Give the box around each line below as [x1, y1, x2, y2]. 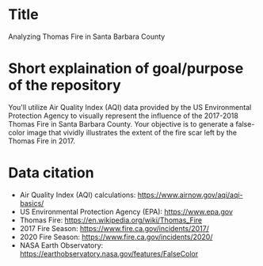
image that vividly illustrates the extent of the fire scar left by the [26, 127, 238, 137]
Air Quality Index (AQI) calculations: [19, 190, 136, 199]
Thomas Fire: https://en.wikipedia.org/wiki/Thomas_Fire [19, 215, 203, 225]
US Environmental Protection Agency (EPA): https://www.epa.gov [19, 207, 234, 216]
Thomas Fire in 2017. [8, 136, 75, 146]
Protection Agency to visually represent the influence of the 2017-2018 [8, 111, 239, 120]
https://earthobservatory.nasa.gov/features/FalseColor [19, 249, 199, 258]
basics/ [19, 198, 44, 207]
